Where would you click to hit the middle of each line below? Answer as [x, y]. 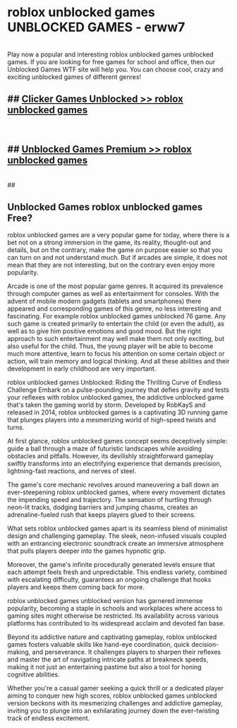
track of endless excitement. [49, 718]
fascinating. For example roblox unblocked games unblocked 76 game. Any [117, 316]
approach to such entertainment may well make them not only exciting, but [116, 339]
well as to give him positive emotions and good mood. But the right [104, 331]
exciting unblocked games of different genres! [74, 77]
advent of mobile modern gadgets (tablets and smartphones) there [104, 302]
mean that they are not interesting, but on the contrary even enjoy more [111, 265]
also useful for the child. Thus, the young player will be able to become [110, 346]
